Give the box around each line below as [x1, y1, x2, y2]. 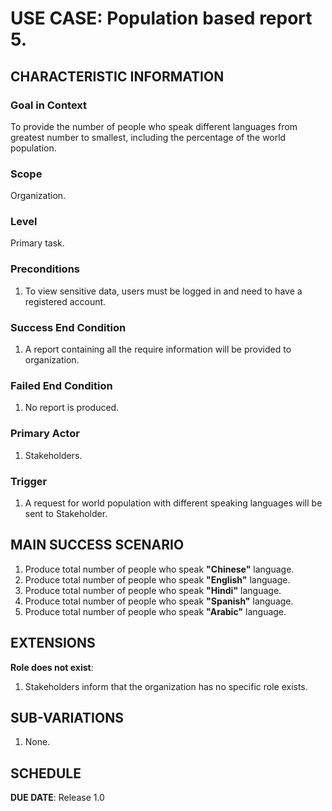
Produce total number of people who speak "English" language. [24, 573, 291, 586]
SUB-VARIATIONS [10, 709, 124, 726]
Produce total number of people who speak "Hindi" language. [24, 584, 282, 596]
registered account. [24, 295, 107, 307]
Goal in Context [10, 98, 88, 112]
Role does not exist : [10, 661, 94, 673]
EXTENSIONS [10, 635, 96, 652]
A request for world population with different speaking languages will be [24, 497, 323, 509]
